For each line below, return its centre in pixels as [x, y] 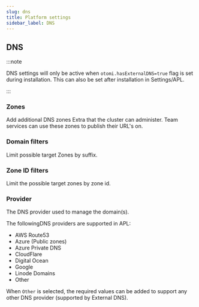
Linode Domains [35, 273]
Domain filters [27, 142]
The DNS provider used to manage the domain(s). [68, 212]
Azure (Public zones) [41, 242]
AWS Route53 [32, 235]
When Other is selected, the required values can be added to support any [97, 291]
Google [24, 267]
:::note [14, 62]
